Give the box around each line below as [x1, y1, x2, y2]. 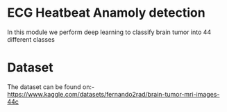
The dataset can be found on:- [7, 82, 95, 91]
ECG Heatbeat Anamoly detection [7, 5, 206, 21]
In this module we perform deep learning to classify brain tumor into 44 [7, 28, 212, 36]
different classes [7, 35, 56, 43]
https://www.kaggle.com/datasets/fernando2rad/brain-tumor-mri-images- [7, 90, 220, 98]
